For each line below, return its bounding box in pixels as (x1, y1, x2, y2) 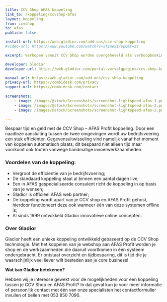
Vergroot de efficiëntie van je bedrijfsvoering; (12, 170, 105, 176)
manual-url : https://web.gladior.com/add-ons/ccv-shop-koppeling (5, 75, 143, 80)
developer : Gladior (5, 61, 46, 67)
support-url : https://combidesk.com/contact (5, 85, 99, 90)
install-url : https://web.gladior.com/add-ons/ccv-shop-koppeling (5, 39, 146, 45)
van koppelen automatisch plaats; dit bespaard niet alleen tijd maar (5, 141, 143, 147)
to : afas (5, 26, 23, 31)
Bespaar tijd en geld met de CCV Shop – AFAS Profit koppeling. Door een (5, 125, 155, 131)
